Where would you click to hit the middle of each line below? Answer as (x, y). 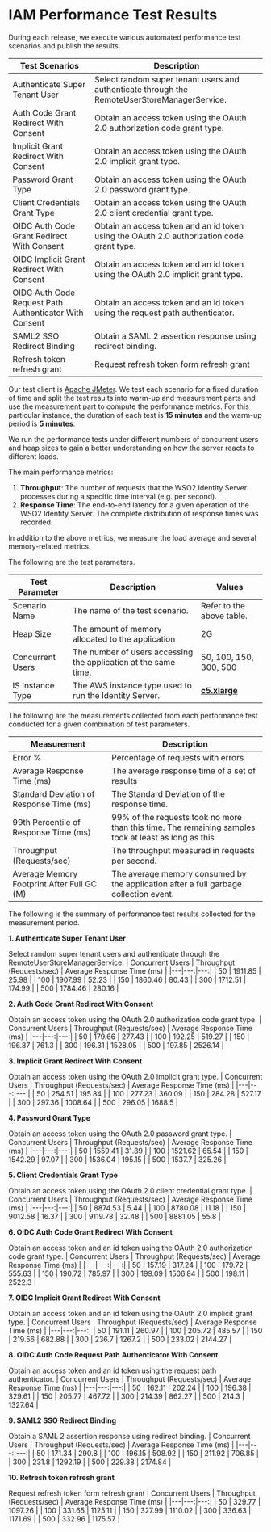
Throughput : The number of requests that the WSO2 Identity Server (133, 487)
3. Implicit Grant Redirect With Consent (75, 1061)
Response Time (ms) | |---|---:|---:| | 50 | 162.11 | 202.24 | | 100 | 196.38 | (130, 1387)
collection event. (143, 894)
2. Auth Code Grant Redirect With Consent (81, 1004)
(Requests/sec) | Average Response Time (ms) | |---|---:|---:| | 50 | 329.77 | (134, 1501)
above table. (224, 616)
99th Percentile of (47, 822)
